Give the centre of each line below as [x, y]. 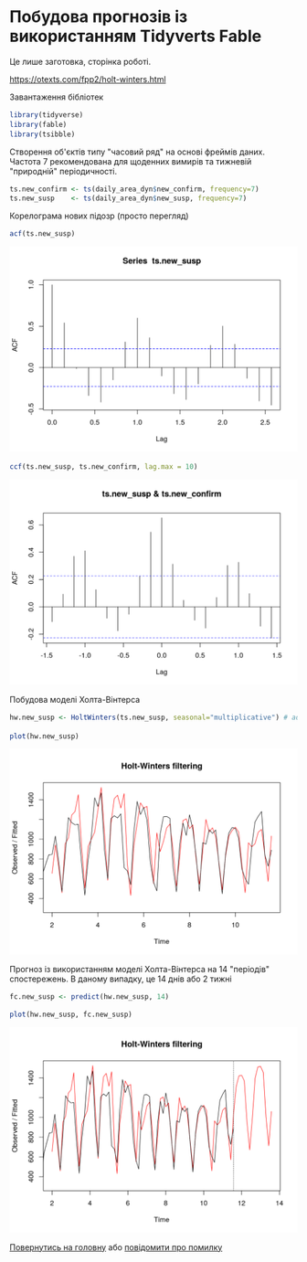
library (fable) [38, 124]
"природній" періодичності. [63, 171]
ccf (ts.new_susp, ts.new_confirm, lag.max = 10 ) [104, 467]
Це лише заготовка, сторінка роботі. [80, 61]
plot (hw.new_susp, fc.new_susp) [71, 1014]
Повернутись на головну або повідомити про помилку [116, 1247]
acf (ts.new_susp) [42, 234]
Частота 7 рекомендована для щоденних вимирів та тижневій [131, 161]
